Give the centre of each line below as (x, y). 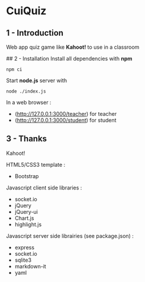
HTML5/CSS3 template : (36, 164)
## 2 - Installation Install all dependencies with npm (69, 58)
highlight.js (28, 224)
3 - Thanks (27, 139)
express (24, 247)
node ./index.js (26, 91)
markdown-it (30, 266)
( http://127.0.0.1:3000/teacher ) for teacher (66, 114)
